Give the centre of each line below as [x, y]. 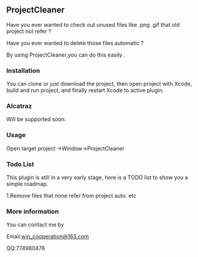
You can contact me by [35, 225]
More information [32, 211]
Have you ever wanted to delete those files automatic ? [75, 43]
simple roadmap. [27, 184]
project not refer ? [29, 31]
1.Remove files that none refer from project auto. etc [71, 195]
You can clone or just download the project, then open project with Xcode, [99, 84]
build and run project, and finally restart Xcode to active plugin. [85, 90]
